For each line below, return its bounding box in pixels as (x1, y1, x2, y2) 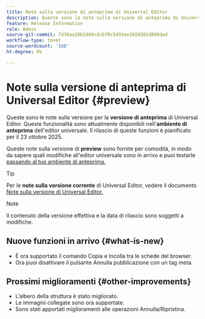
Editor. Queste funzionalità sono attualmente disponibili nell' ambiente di (6, 120, 187, 127)
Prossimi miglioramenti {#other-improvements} (6, 276, 192, 287)
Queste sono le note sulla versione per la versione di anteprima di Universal (6, 114, 198, 121)
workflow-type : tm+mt (6, 37, 62, 43)
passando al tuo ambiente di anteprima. (6, 158, 106, 165)
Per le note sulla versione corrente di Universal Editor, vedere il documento (6, 182, 197, 189)
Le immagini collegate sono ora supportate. (15, 299, 125, 306)
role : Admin (6, 26, 37, 32)
